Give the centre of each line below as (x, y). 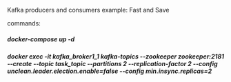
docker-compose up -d (41, 39)
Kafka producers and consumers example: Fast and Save (88, 10)
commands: (24, 23)
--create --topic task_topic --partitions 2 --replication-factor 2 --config (113, 63)
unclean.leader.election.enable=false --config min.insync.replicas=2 (110, 71)
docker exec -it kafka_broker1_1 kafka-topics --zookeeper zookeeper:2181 (116, 56)
